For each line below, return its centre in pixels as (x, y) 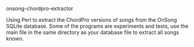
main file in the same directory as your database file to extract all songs (93, 32)
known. (15, 38)
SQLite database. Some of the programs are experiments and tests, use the (97, 26)
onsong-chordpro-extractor (40, 9)
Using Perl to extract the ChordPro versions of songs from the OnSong (92, 20)
